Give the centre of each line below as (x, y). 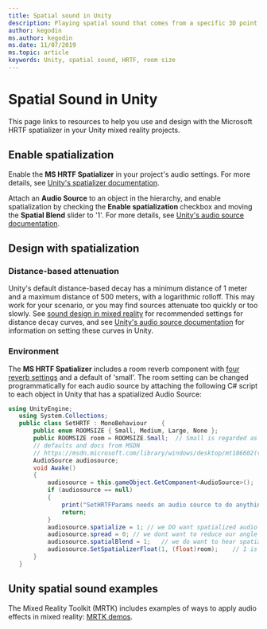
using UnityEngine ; (41, 408)
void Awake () (55, 468)
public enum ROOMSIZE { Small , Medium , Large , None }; (126, 431)
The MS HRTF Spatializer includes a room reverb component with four (124, 369)
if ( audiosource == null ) (90, 490)
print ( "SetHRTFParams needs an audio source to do (147, 505)
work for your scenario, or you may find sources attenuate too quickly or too (133, 305)
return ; (74, 512)
